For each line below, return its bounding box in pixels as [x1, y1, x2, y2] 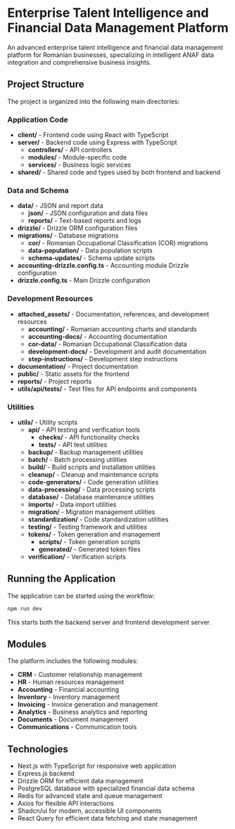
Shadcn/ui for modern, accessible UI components [17, 806, 162, 815]
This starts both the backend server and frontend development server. [7, 617, 211, 626]
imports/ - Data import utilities [27, 500, 117, 508]
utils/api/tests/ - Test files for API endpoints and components [17, 385, 197, 393]
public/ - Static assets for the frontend [17, 369, 130, 378]
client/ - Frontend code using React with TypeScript [17, 131, 169, 139]
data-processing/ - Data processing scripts [27, 485, 156, 494]
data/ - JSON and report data [17, 202, 103, 210]
